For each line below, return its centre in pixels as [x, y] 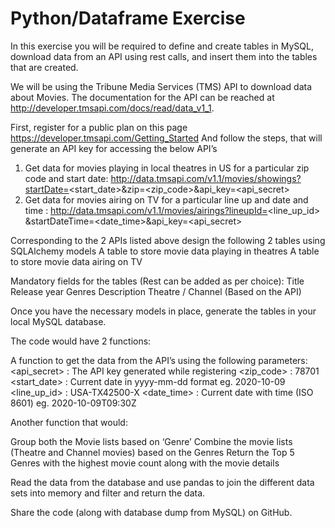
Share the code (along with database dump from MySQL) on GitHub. [151, 512]
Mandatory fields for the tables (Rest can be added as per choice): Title [157, 281]
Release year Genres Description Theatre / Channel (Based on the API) [156, 291]
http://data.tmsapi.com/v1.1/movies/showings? [206, 178]
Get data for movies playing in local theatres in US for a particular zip [167, 168]
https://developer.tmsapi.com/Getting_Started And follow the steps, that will [166, 138]
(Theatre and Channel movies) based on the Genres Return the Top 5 [152, 452]
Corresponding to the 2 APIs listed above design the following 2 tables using [168, 240]
